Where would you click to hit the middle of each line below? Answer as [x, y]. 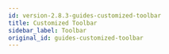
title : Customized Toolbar [53, 23]
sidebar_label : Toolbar [48, 30]
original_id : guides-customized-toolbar [76, 38]
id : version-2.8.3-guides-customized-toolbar [84, 15]
